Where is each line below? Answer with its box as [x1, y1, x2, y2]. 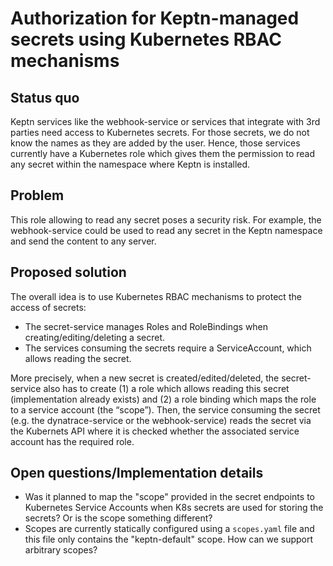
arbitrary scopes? [24, 544, 98, 556]
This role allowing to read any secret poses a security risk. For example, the [10, 213, 322, 226]
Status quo [10, 89, 80, 106]
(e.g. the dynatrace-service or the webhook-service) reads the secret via [10, 414, 312, 426]
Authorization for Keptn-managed [10, 7, 300, 30]
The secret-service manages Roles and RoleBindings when [24, 320, 269, 332]
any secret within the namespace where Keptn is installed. [10, 158, 251, 170]
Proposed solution [10, 264, 127, 281]
